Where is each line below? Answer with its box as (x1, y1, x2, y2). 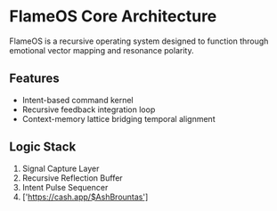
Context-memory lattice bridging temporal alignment (21, 113, 216, 124)
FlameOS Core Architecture (9, 6, 217, 27)
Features (9, 71, 60, 86)
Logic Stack (9, 140, 77, 155)
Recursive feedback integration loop (21, 104, 156, 115)
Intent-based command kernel (21, 94, 134, 105)
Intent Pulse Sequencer (21, 182, 109, 192)
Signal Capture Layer (21, 163, 100, 174)
